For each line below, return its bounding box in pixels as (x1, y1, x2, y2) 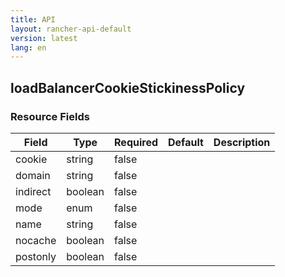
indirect (15, 184, 52, 198)
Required (114, 135, 159, 149)
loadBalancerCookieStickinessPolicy (10, 79, 246, 96)
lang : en (10, 42, 47, 53)
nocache (15, 233, 57, 247)
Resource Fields (10, 109, 90, 123)
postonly (15, 249, 57, 263)
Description (213, 135, 271, 149)
